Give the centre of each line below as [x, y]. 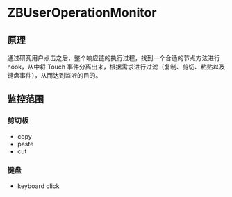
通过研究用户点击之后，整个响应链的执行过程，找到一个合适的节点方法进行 [114, 58]
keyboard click [38, 186]
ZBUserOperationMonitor [82, 13]
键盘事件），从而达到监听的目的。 [55, 75]
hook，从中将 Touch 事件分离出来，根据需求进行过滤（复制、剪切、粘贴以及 [116, 67]
